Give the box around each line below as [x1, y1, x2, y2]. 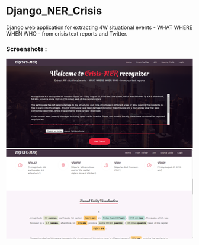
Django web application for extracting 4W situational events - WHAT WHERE [6, 24, 193, 31]
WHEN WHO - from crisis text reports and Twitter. [6, 30, 128, 37]
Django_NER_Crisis [6, 4, 102, 18]
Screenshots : [6, 44, 47, 53]
